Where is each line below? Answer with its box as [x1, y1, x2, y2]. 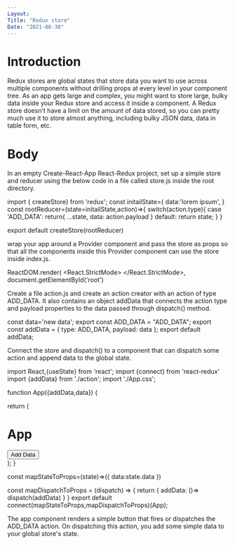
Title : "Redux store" [7, 17, 71, 24]
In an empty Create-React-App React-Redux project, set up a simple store [7, 169, 221, 177]
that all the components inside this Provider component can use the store [7, 247, 220, 256]
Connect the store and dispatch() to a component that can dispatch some [7, 346, 220, 355]
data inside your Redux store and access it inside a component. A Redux [7, 99, 217, 107]
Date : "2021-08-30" [7, 23, 65, 30]
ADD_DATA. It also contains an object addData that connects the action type [7, 297, 227, 305]
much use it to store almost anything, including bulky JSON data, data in [7, 114, 216, 123]
